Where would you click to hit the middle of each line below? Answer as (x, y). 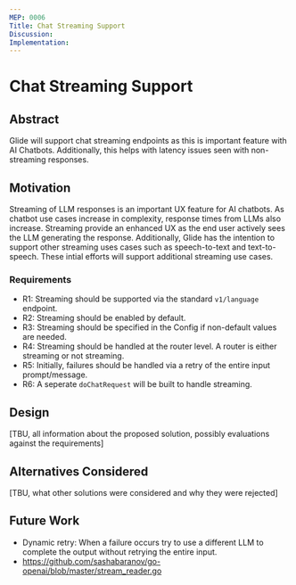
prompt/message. (55, 375)
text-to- (262, 247)
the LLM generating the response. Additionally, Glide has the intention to (142, 238)
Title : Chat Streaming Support (67, 26)
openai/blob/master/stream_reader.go (92, 571)
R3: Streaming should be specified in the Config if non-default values (149, 327)
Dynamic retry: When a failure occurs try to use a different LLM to (143, 542)
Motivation (40, 188)
